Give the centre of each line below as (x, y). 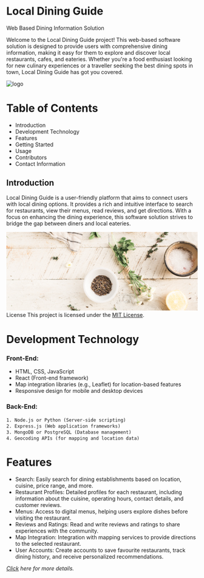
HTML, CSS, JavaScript (45, 372)
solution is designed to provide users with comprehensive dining (87, 46)
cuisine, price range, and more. (54, 485)
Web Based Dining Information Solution (55, 28)
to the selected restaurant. (48, 543)
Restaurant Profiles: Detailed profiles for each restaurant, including (98, 492)
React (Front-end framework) (52, 378)
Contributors (31, 157)
